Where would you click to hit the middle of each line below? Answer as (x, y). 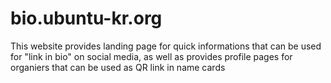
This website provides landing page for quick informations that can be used (166, 46)
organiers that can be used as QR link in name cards (118, 67)
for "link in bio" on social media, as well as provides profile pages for (151, 56)
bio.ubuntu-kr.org (86, 18)
